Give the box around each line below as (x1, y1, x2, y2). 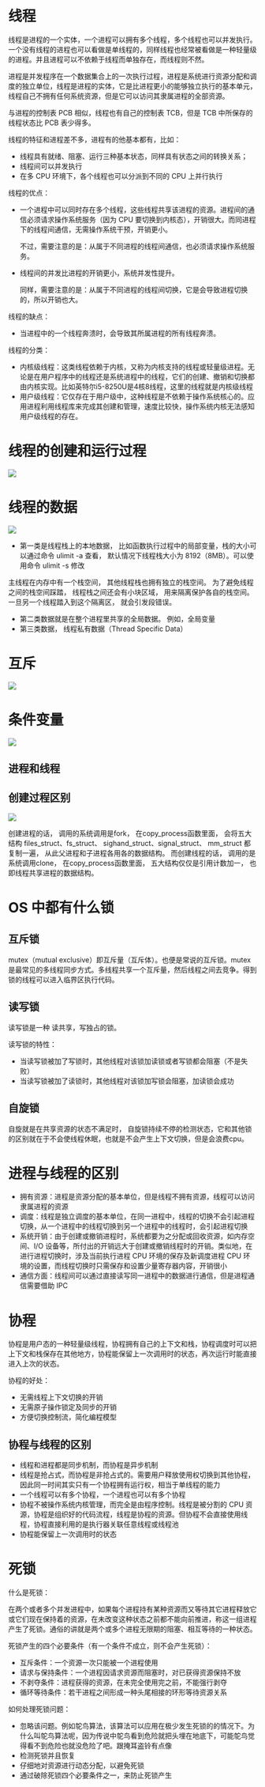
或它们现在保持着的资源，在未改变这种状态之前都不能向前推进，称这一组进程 (8, 1615, 257, 1624)
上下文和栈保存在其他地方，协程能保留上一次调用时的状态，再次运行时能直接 (8, 1349, 257, 1358)
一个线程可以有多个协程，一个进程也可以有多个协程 (19, 1490, 186, 1499)
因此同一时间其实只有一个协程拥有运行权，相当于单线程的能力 (19, 1480, 221, 1490)
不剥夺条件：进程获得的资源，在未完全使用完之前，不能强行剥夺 (19, 1678, 227, 1687)
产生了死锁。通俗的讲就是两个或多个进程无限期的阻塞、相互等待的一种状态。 (8, 1624, 257, 1634)
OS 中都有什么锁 (8, 899, 114, 917)
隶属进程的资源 (19, 1202, 69, 1211)
